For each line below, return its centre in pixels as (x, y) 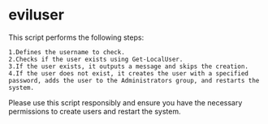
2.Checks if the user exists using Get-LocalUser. (96, 59)
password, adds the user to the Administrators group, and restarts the (134, 80)
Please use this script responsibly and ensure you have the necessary (125, 102)
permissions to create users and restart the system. (95, 111)
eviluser (37, 15)
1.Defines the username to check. (67, 52)
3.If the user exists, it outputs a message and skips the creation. (129, 66)
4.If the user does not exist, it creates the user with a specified (129, 73)
